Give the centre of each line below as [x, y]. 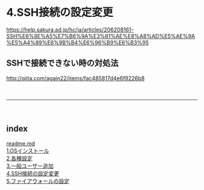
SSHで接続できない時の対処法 [63, 63]
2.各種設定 [19, 158]
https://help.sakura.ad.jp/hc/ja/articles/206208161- [70, 29]
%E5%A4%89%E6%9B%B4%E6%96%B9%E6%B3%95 [78, 42]
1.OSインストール [28, 151]
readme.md [21, 143]
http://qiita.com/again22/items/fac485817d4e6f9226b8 [76, 78]
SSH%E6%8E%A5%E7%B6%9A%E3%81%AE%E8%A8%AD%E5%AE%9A [101, 36]
